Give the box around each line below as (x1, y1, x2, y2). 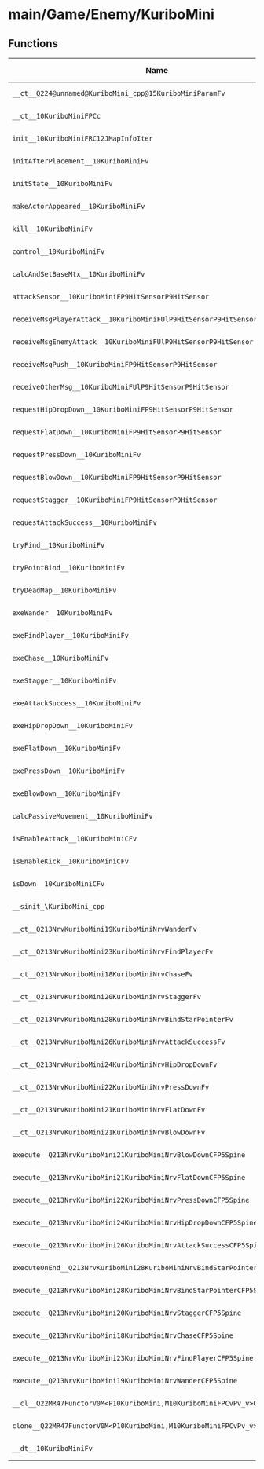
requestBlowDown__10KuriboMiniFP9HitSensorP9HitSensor (12, 473, 222, 482)
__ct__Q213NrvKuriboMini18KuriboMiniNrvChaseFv (12, 970, 194, 979)
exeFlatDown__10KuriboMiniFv (12, 744, 121, 753)
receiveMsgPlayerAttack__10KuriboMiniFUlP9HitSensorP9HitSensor (12, 315, 258, 324)
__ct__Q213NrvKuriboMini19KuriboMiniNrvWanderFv (12, 925, 198, 933)
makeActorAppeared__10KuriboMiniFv (12, 202, 145, 211)
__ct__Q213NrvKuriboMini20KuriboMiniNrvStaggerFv (12, 992, 202, 1001)
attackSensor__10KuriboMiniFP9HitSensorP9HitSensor (12, 292, 210, 301)
